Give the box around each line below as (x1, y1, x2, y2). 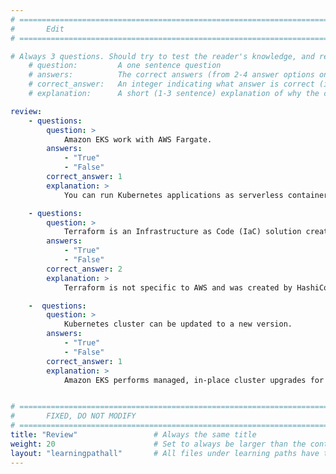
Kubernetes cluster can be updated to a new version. (63, 319, 293, 330)
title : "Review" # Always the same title (10, 430, 257, 440)
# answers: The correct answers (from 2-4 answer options (28, 70, 315, 80)
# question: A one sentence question (28, 61, 222, 71)
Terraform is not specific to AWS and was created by (63, 282, 293, 293)
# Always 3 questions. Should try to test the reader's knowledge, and (10, 51, 315, 61)
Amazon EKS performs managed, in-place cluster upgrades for (63, 375, 325, 385)
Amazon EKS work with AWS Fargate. (63, 134, 213, 145)
